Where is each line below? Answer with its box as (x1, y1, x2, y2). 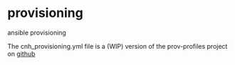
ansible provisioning (7, 28, 66, 37)
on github (7, 49, 36, 58)
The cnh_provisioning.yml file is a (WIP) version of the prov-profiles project (7, 42, 228, 50)
